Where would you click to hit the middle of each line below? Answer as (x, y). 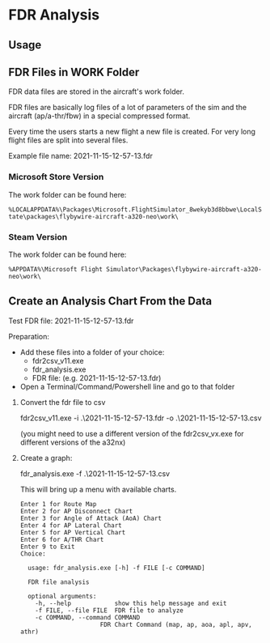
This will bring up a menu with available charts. (98, 489)
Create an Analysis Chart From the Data (110, 301)
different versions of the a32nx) (73, 442)
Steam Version (38, 236)
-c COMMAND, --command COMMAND (88, 617)
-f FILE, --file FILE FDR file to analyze (109, 610)
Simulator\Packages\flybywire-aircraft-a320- (184, 269)
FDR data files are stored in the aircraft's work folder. (96, 92)
